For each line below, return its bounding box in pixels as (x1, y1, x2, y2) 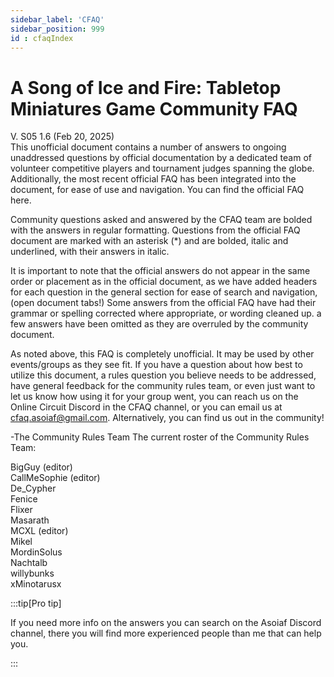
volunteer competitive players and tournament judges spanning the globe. (10, 162, 315, 175)
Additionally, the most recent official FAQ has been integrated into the (10, 173, 297, 185)
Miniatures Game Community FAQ (10, 97, 298, 120)
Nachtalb (10, 557, 48, 569)
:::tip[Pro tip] (10, 597, 62, 610)
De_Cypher (10, 482, 57, 495)
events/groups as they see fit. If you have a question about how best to (10, 359, 303, 371)
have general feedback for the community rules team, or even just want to (10, 380, 316, 392)
